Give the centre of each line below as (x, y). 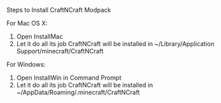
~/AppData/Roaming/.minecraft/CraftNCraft (78, 92)
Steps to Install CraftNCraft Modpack (59, 10)
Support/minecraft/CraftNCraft (60, 51)
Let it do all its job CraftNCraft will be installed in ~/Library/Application (115, 44)
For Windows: (26, 64)
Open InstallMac (40, 36)
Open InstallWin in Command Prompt (69, 78)
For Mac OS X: (27, 23)
